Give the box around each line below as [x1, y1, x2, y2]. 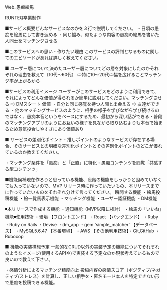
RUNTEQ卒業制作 [5, 15, 41, 21]
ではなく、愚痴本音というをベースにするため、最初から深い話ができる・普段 [5, 114, 163, 119]
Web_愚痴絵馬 [5, 4, 34, 10]
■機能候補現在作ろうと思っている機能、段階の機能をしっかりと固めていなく [5, 177, 162, 182]
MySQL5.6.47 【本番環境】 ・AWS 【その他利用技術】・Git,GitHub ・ [19, 228, 160, 234]
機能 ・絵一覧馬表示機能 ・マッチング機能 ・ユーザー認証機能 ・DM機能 [9, 195, 157, 201]
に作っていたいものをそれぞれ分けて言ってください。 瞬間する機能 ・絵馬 [5, 189, 156, 195]
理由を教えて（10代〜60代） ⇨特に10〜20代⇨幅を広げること [18, 72, 145, 77]
